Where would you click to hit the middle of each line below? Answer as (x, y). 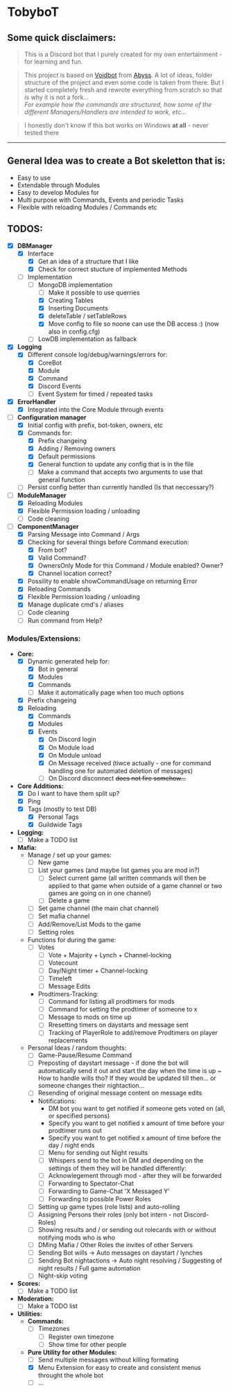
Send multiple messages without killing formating (108, 1359)
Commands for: (50, 433)
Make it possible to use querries (94, 293)
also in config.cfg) (74, 332)
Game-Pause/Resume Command (85, 1055)
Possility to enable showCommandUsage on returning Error (112, 581)
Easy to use (34, 177)
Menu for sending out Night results (98, 1152)
